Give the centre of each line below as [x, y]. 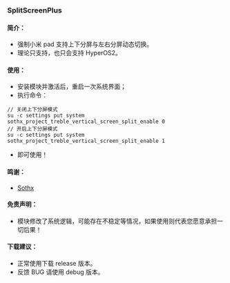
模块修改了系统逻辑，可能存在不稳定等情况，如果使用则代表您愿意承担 [117, 221]
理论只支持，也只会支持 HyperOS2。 [69, 53]
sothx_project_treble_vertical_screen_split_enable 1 [86, 141]
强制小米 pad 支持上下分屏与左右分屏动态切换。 [85, 44]
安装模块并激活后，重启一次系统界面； [71, 87]
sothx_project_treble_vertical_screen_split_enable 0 [86, 122]
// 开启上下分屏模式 [32, 129]
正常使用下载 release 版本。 [57, 263]
